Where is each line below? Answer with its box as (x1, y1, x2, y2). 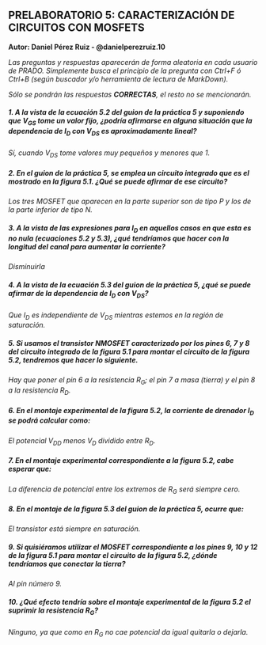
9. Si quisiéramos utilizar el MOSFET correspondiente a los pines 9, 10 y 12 (8, 542, 258, 552)
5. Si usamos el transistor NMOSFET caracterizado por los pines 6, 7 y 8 (8, 339, 250, 348)
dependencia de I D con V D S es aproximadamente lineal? (8, 127, 197, 138)
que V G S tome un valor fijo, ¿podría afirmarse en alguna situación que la (8, 116, 253, 127)
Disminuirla (8, 261, 45, 271)
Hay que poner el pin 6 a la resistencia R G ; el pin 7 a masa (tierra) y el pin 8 (8, 375, 256, 387)
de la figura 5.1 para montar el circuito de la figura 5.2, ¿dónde (8, 550, 218, 560)
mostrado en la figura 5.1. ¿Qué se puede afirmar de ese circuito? (8, 176, 228, 186)
